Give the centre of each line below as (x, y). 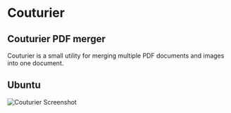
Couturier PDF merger (56, 39)
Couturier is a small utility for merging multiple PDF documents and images (116, 55)
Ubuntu (24, 85)
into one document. (36, 63)
